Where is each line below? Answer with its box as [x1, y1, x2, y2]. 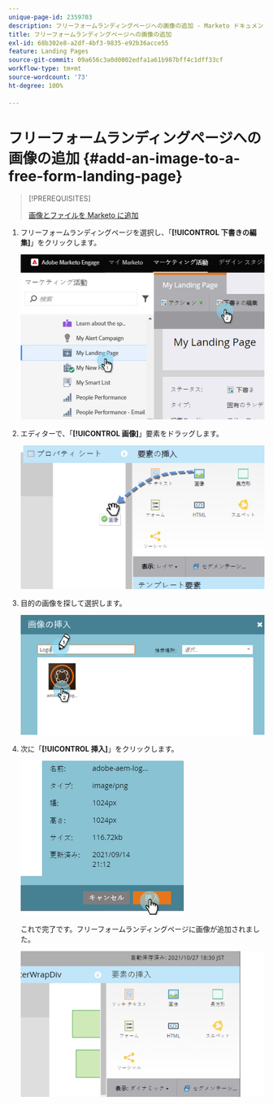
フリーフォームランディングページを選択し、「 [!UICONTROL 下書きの [19, 227, 250, 237]
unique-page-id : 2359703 [8, 13, 93, 21]
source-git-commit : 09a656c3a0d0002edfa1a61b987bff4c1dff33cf [8, 56, 223, 64]
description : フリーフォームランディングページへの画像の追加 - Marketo [8, 21, 230, 30]
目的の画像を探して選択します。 [19, 598, 127, 609]
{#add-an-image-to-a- [82, 149, 240, 167]
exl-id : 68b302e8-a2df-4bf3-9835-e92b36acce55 [8, 39, 169, 47]
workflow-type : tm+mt [8, 65, 82, 73]
